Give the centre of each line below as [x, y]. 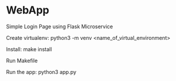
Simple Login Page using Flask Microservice [60, 26]
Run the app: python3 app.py [41, 72]
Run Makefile [22, 60]
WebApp [28, 10]
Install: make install [29, 49]
